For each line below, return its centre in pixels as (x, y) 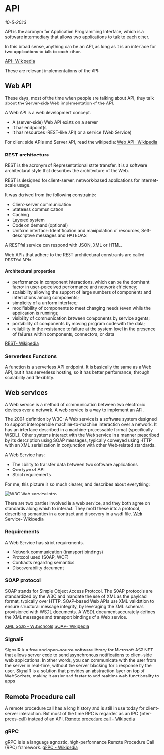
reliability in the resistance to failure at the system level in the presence (84, 329)
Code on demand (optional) (40, 225)
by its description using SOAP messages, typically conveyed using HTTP (78, 440)
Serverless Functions (31, 356)
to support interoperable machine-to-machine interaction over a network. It (81, 424)
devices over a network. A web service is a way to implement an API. (75, 410)
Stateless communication (38, 209)
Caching (21, 215)
